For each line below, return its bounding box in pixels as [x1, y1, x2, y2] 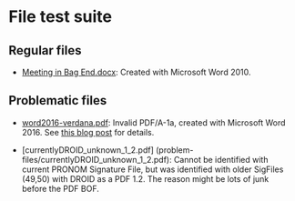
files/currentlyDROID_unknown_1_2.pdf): [21, 154, 172, 165]
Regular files [8, 43, 82, 58]
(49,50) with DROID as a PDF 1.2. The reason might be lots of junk [21, 173, 270, 184]
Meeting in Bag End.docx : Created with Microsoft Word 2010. [21, 66, 251, 77]
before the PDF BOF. [21, 183, 99, 194]
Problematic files [8, 93, 107, 108]
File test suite [8, 6, 113, 27]
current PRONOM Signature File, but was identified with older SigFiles [21, 164, 284, 175]
